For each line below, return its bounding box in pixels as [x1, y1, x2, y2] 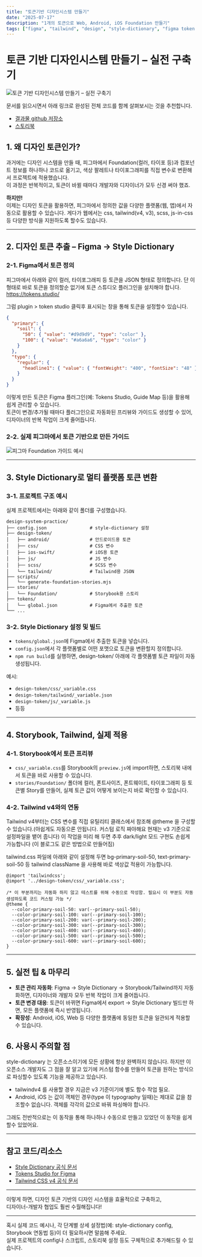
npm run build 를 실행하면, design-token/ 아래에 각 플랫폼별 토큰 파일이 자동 [14, 653, 195, 660]
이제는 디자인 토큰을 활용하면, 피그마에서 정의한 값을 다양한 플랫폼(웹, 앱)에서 [6, 202, 186, 209]
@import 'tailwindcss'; [6, 873, 66, 879]
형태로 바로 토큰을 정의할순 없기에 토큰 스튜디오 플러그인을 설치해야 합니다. [6, 283, 182, 290]
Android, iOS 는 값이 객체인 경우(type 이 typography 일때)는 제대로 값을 [14, 1093, 186, 1101]
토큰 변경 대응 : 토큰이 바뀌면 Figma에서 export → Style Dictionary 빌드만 [14, 999, 188, 1006]
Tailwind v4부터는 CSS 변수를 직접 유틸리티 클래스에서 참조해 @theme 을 [6, 818, 180, 825]
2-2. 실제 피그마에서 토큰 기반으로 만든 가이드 [6, 432, 130, 441]
